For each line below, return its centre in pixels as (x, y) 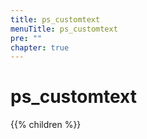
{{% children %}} (46, 125)
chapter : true (40, 47)
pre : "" (26, 38)
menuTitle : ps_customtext (64, 29)
